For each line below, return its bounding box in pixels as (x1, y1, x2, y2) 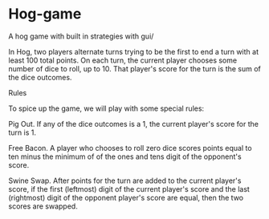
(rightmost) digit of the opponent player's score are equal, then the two (8, 193, 244, 202)
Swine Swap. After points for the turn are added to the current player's (8, 176, 242, 185)
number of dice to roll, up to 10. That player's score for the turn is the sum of (8, 63, 261, 73)
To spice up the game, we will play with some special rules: (8, 103, 205, 113)
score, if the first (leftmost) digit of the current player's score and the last (8, 184, 251, 193)
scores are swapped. (8, 201, 78, 211)
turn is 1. (8, 128, 37, 137)
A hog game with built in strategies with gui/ (8, 31, 154, 41)
